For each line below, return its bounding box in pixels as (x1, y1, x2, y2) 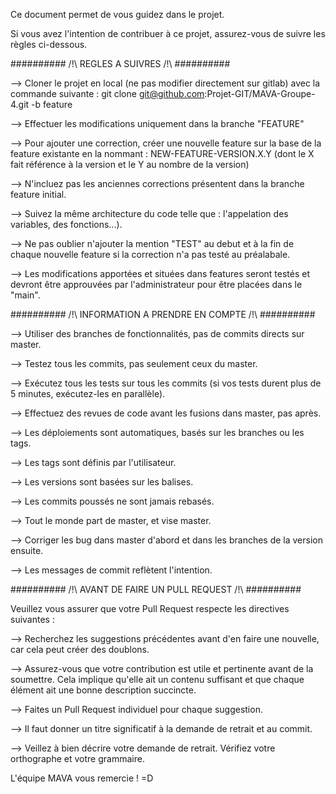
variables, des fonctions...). (10, 219, 123, 230)
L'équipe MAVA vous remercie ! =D (10, 772, 154, 784)
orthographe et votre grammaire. (10, 753, 145, 764)
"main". (10, 289, 41, 301)
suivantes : (10, 614, 55, 625)
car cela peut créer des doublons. (10, 644, 150, 655)
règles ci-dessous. (10, 39, 88, 50)
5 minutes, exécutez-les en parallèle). (10, 388, 166, 399)
